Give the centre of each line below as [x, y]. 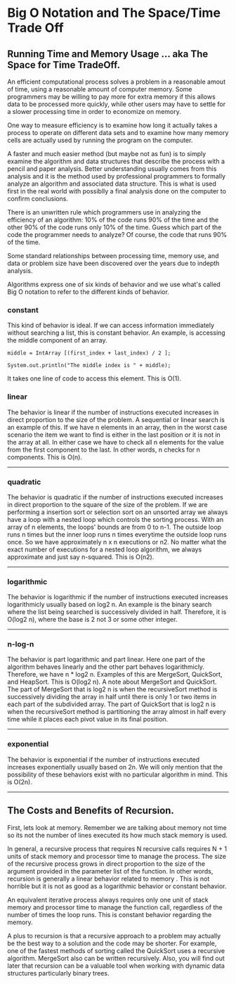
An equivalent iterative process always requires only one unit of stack [108, 900]
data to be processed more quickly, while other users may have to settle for [117, 104]
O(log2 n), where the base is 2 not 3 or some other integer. [92, 620]
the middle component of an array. [57, 340]
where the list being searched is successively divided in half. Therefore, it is [117, 612]
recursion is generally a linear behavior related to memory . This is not [109, 878]
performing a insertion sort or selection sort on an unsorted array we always [118, 512]
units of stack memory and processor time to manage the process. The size [117, 856]
